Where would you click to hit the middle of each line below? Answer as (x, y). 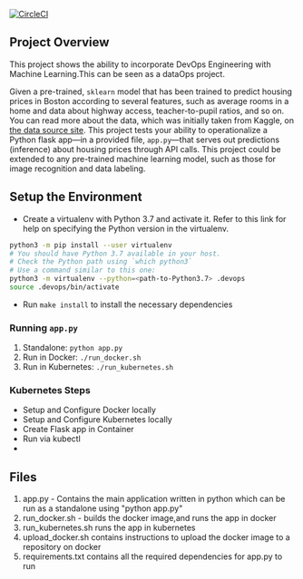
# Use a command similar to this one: (83, 270)
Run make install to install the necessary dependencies (127, 304)
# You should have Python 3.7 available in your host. (115, 254)
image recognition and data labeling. (78, 169)
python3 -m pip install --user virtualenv (91, 245)
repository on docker (62, 547)
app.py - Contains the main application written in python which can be (154, 499)
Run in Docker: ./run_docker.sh (82, 357)
